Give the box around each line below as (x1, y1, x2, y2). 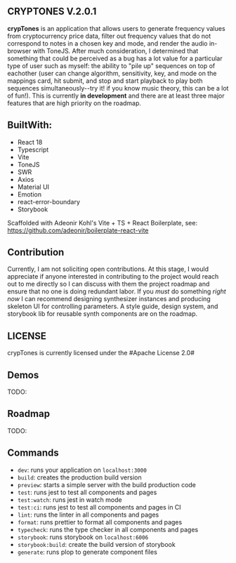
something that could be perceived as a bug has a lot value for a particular (7, 54, 223, 62)
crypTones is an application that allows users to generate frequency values (7, 24, 226, 32)
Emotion (17, 190, 42, 199)
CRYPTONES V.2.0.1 (7, 6, 97, 18)
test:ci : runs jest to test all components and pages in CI (17, 503, 181, 511)
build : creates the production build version (17, 473, 142, 482)
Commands (7, 447, 60, 459)
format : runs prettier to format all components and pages (17, 517, 183, 526)
